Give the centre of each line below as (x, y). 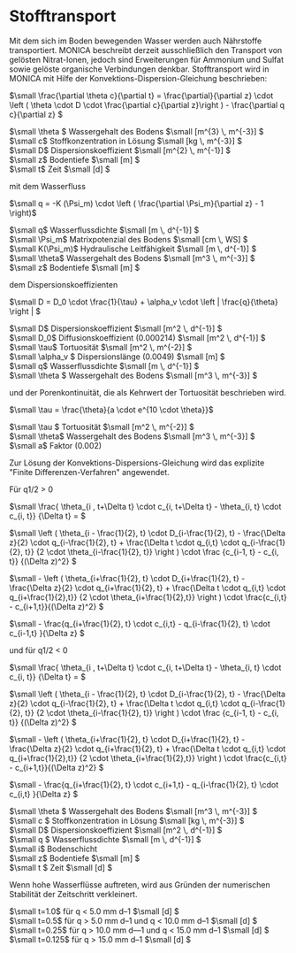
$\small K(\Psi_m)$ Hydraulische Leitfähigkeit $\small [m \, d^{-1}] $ (133, 249)
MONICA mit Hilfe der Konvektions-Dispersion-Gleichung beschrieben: (138, 78)
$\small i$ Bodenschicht (53, 849)
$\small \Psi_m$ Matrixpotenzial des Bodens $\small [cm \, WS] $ (129, 239)
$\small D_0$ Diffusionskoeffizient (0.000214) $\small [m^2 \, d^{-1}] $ (138, 337)
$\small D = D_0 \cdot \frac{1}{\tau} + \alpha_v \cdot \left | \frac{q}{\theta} (144, 302)
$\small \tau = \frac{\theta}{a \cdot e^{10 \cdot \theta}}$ (111, 410)
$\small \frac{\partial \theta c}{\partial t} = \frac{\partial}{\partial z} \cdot (141, 96)
